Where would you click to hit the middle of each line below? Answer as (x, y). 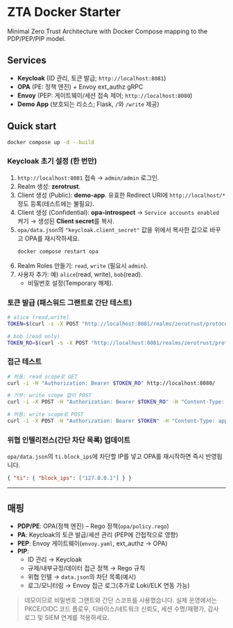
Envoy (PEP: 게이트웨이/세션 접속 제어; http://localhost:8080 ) (105, 95)
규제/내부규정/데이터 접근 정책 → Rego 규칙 (86, 568)
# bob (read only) (34, 336)
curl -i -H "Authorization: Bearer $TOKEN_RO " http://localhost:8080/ (111, 383)
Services (27, 61)
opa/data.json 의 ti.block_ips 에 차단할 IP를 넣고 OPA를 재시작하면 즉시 (106, 456)
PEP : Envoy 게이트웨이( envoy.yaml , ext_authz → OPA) (92, 543)
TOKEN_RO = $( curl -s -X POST (48, 343)
